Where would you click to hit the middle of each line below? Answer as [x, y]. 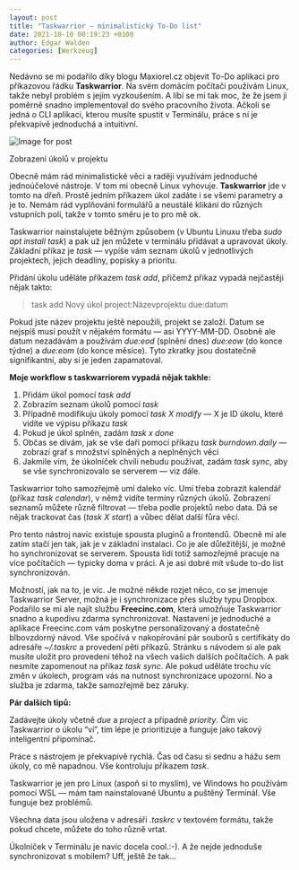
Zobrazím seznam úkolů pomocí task [90, 405]
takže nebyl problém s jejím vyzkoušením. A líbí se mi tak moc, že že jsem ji [149, 96]
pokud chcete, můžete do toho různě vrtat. [88, 830]
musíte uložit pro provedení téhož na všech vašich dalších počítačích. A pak [149, 657]
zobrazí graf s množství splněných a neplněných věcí [120, 452]
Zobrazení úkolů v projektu [59, 159]
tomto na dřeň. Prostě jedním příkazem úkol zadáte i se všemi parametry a [146, 196]
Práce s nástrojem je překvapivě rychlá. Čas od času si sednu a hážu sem [145, 757]
